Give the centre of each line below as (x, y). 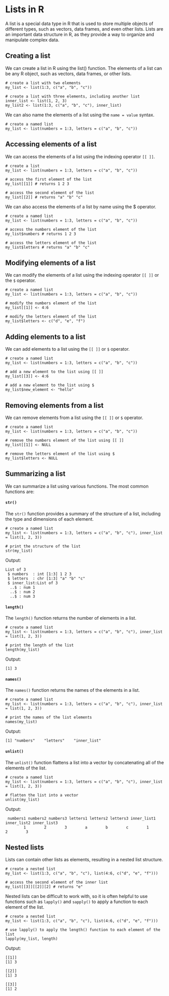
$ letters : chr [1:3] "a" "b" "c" (46, 579)
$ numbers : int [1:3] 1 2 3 (39, 574)
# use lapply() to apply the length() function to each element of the (83, 930)
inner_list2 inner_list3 (32, 823)
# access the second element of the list (50, 192)
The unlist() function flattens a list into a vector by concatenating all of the (85, 762)
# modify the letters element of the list (51, 317)
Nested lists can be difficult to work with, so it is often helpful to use (76, 896)
